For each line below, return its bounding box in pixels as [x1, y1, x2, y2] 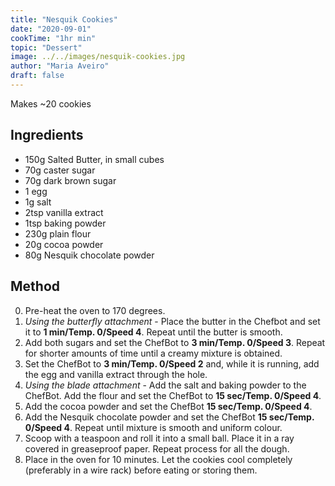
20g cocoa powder [24, 238, 104, 250]
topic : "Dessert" [10, 42, 83, 53]
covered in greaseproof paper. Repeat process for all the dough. [24, 442, 290, 455]
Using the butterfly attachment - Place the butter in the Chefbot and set [24, 315, 321, 327]
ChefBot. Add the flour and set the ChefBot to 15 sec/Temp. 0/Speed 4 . [24, 389, 322, 401]
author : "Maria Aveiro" [10, 61, 110, 71]
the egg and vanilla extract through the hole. [24, 368, 208, 380]
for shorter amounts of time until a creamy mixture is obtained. [24, 347, 283, 359]
